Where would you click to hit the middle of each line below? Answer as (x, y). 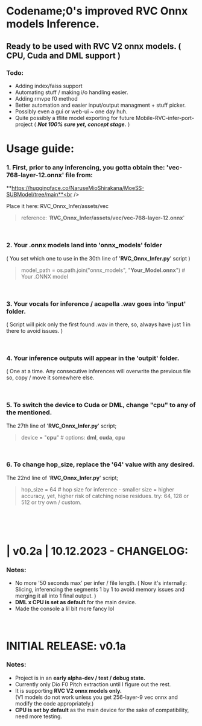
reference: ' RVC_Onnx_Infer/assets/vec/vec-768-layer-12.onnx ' (103, 218)
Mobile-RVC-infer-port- (165, 118)
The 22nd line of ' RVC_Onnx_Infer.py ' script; (62, 478)
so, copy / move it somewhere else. (50, 377)
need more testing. (38, 716)
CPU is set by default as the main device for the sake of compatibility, (102, 710)
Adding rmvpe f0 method (46, 98)
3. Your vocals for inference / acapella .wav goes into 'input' (96, 304)
